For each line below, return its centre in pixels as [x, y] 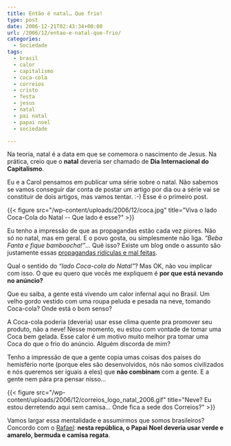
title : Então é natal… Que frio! [55, 13]
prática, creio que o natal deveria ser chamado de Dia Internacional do [108, 162]
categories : [24, 39]
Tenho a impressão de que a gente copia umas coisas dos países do [104, 357]
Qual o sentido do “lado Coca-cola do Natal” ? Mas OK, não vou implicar [110, 266]
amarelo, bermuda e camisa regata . [59, 435]
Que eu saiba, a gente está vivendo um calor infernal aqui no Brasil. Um [108, 294]
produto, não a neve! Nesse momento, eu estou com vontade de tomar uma [114, 329]
